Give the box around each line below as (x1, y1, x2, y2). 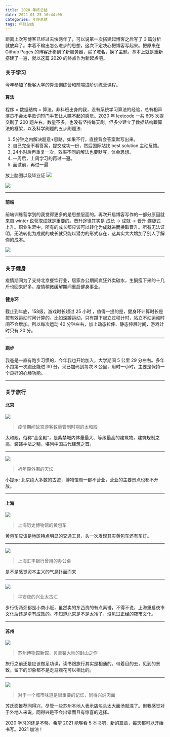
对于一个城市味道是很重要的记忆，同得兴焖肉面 (17, 692, 115, 698)
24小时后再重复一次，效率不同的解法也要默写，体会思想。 (12, 149, 134, 155)
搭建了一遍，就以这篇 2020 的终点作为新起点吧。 (5, 55, 108, 61)
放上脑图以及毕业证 (5, 172, 46, 178)
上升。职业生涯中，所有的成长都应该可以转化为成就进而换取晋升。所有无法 (5, 224, 160, 230)
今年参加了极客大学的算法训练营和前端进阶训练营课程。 (5, 82, 120, 88)
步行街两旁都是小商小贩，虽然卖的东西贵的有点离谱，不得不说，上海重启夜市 (5, 604, 165, 610)
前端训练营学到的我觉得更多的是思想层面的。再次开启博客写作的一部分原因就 (5, 211, 165, 217)
